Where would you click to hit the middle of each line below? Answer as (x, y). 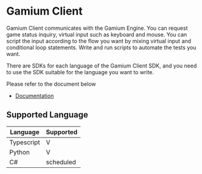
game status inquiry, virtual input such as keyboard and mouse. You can (97, 34)
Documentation (34, 96)
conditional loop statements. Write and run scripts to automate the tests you (101, 47)
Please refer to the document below (51, 84)
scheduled (61, 162)
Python (20, 152)
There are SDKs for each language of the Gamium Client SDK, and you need (102, 66)
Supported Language (47, 115)
